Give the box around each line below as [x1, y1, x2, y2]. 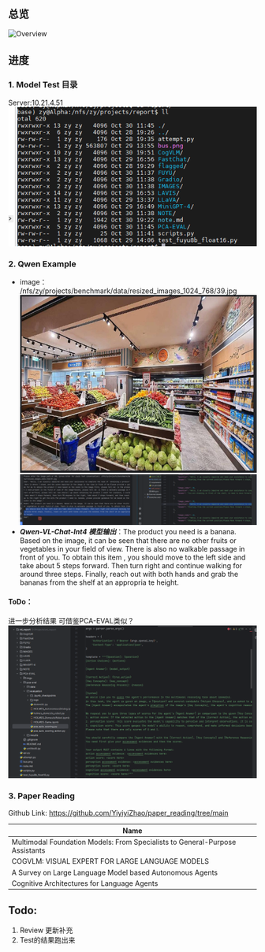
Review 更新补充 [19, 925, 73, 935]
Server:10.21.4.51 [8, 98, 63, 107]
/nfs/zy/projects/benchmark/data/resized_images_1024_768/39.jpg [19, 286, 237, 296]
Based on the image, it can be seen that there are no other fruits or [19, 536, 237, 545]
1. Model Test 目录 [8, 80, 78, 91]
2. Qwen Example [8, 258, 77, 270]
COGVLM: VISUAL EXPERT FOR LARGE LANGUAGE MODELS [11, 857, 210, 866]
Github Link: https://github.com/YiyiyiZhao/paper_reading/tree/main [8, 809, 229, 818]
